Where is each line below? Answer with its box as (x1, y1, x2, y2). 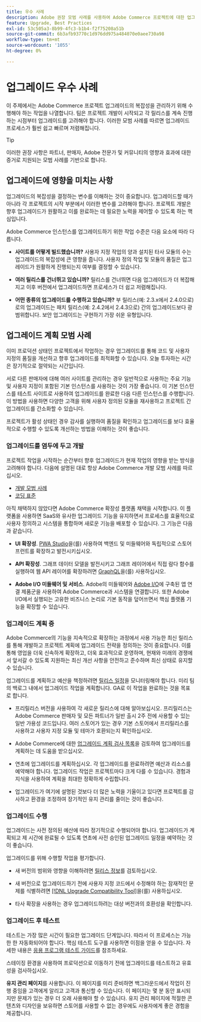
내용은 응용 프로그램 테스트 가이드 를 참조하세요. (17, 946, 127, 954)
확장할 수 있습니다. (26, 603, 70, 610)
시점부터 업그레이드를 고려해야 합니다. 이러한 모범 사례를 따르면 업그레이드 (17, 116, 190, 124)
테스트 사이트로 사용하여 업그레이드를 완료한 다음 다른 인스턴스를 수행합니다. (17, 390, 195, 397)
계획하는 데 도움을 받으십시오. (14, 747, 84, 754)
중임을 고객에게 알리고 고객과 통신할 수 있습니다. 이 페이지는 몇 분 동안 (12, 987, 175, 994)
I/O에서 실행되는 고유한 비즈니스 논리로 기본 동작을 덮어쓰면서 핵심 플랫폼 (14, 595, 185, 603)
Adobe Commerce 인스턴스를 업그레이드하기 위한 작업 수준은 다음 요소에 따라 (6, 227, 188, 235)
